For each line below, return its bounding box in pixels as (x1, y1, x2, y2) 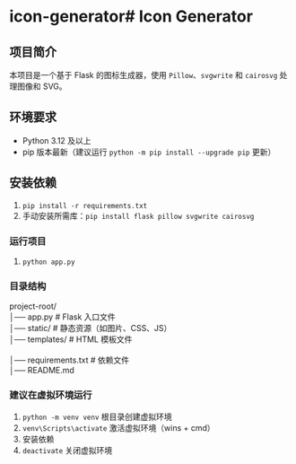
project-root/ (9, 301, 57, 311)
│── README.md (9, 365, 74, 376)
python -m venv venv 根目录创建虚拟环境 (22, 411, 172, 422)
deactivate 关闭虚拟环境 (22, 444, 113, 455)
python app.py (22, 258, 75, 267)
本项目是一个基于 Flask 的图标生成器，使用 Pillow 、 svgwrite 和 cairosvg (9, 70, 278, 80)
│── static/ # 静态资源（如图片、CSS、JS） (9, 323, 172, 334)
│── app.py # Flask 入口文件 (9, 311, 116, 322)
